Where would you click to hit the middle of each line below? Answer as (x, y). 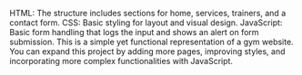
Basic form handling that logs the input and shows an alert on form (134, 32)
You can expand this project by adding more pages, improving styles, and (147, 52)
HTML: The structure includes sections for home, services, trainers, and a (148, 13)
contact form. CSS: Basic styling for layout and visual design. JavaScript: (146, 23)
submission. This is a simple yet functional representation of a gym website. (151, 42)
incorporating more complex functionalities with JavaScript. (121, 61)
